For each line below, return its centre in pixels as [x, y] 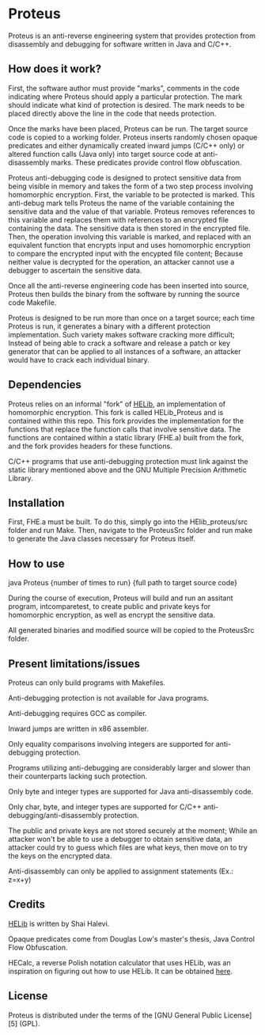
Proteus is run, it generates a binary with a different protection [110, 326]
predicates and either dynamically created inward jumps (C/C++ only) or [127, 145]
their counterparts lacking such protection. [78, 776]
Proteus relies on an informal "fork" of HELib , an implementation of [117, 404]
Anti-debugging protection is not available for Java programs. [109, 698]
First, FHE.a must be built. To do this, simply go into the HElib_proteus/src [128, 522]
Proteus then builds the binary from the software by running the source [124, 294]
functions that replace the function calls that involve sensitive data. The [125, 429]
